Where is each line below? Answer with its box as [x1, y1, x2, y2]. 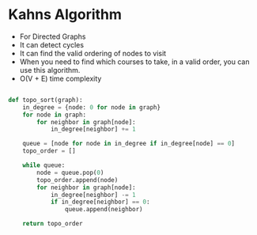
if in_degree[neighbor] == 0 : [50, 198, 150, 207]
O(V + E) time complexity [19, 74, 102, 83]
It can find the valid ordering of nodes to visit [19, 48, 167, 58]
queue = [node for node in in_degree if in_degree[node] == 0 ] [22, 140, 236, 148]
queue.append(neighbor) [64, 206, 144, 214]
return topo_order [22, 220, 83, 228]
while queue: [22, 161, 66, 169]
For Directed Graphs [19, 32, 86, 41]
